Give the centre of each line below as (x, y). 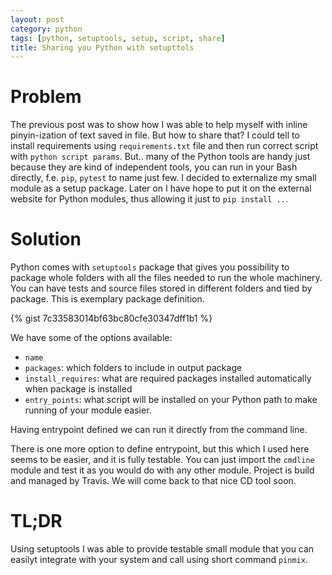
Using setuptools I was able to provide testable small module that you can (162, 549)
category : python (46, 29)
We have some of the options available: (91, 338)
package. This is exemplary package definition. (107, 299)
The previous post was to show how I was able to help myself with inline (159, 125)
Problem (46, 97)
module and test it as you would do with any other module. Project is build (162, 470)
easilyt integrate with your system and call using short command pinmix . (159, 560)
